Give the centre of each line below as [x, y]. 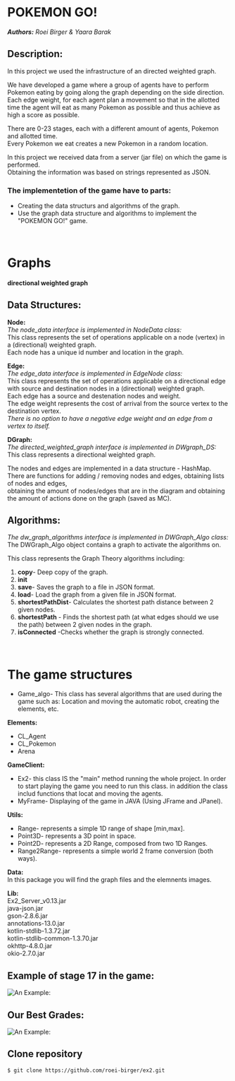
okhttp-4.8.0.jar [30, 946]
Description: [35, 54]
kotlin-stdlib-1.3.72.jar [39, 931]
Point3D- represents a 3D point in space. [77, 836]
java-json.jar [25, 909]
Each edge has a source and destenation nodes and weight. [94, 395]
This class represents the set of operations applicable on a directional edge [117, 381]
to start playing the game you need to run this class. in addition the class [122, 786]
